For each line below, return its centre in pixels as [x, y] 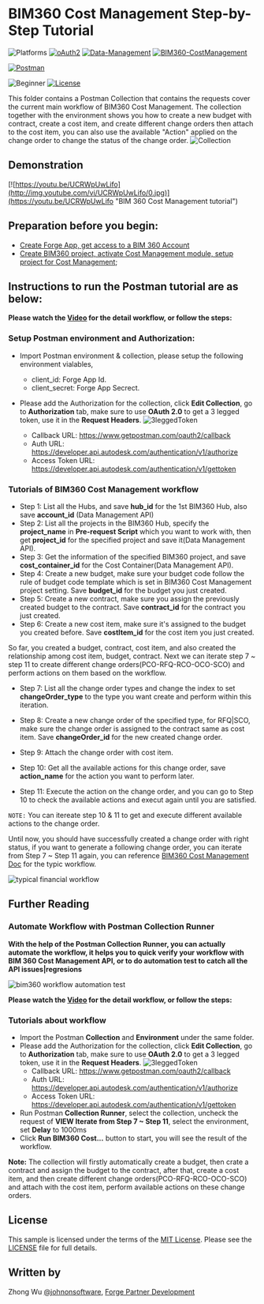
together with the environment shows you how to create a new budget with [130, 115]
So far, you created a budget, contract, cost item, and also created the [122, 647]
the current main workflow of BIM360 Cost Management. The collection [125, 107]
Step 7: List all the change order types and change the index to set [127, 688]
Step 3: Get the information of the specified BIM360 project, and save [133, 556]
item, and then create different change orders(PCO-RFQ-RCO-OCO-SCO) [128, 1178]
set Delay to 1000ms [53, 1129]
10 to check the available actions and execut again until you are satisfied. [138, 800]
